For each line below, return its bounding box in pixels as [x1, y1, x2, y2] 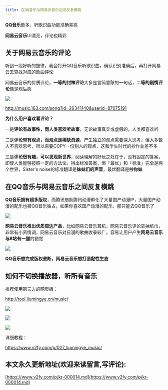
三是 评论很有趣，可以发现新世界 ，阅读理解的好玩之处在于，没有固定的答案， [5, 154, 163, 160]
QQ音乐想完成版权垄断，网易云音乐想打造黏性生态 [5, 256, 108, 262]
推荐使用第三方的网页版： [5, 286, 58, 292]
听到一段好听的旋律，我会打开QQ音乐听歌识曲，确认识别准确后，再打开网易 [5, 63, 161, 69]
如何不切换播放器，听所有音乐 [5, 272, 97, 280]
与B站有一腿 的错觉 [5, 236, 43, 242]
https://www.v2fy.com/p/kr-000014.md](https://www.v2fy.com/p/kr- [6, 374, 148, 380]
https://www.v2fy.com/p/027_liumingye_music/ [5, 344, 102, 351]
